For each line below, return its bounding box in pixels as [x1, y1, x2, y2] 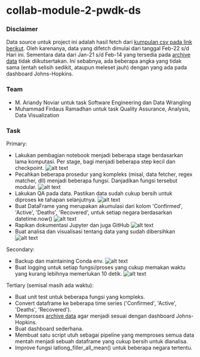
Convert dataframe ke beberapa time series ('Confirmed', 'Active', [14, 300, 177, 307]
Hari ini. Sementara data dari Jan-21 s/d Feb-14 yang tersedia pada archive [6, 51, 191, 59]
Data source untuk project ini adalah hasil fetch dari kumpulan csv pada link [6, 38, 192, 45]
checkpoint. [14, 164, 45, 172]
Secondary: [6, 246, 35, 253]
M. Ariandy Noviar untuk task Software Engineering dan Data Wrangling [14, 99, 192, 106]
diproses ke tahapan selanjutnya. [14, 196, 97, 203]
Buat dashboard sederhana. [14, 325, 84, 332]
